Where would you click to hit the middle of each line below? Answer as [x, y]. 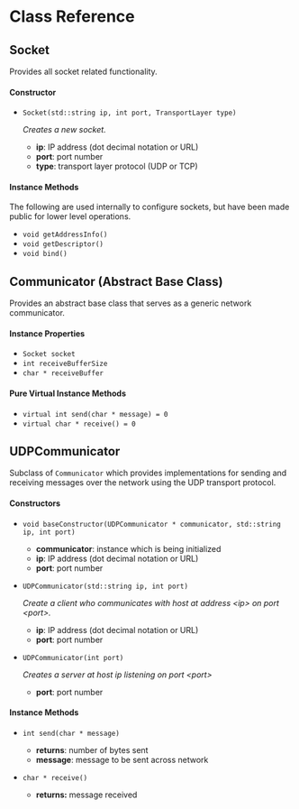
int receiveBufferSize [65, 364]
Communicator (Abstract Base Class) [116, 281]
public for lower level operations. [70, 216]
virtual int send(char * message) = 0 [95, 414]
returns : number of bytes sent [92, 749]
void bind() [45, 254]
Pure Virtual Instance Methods [68, 393]
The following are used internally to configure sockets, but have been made [149, 207]
